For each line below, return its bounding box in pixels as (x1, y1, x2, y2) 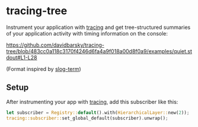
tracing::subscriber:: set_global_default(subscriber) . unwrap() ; (6, 115, 168, 121)
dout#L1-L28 (6, 54, 37, 61)
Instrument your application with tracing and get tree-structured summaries (6, 24, 191, 31)
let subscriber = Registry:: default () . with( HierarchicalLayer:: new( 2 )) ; (6, 109, 190, 116)
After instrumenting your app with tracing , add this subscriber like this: (6, 98, 178, 105)
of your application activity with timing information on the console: (6, 30, 168, 37)
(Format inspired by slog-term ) (6, 65, 81, 72)
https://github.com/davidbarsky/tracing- (6, 41, 105, 48)
